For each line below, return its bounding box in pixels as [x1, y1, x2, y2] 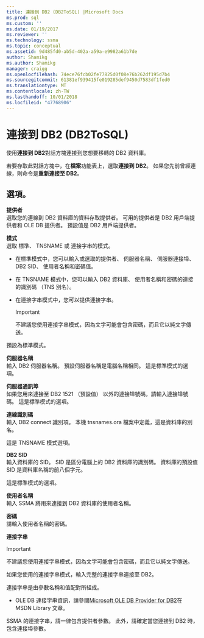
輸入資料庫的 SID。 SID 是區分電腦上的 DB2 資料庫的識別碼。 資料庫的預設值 [6, 458, 199, 466]
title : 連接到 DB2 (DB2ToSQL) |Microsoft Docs [6, 9, 124, 15]
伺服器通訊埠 [6, 383, 38, 390]
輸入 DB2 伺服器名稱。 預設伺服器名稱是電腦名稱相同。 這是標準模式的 [6, 362, 183, 369]
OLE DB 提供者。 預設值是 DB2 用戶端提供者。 [23, 222, 140, 229]
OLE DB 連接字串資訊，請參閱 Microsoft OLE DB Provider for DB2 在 [15, 597, 183, 604]
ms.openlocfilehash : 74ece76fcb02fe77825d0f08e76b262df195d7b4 [6, 71, 171, 77]
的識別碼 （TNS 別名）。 [15, 283, 75, 291]
